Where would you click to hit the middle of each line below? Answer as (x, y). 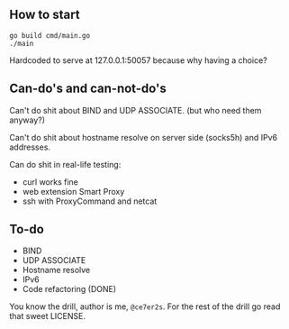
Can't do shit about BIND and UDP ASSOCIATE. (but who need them (135, 110)
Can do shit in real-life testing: (65, 164)
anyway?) (27, 120)
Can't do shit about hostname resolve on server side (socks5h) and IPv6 (143, 137)
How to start (45, 15)
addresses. (30, 147)
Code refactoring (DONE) (69, 289)
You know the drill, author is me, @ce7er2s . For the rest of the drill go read (145, 306)
